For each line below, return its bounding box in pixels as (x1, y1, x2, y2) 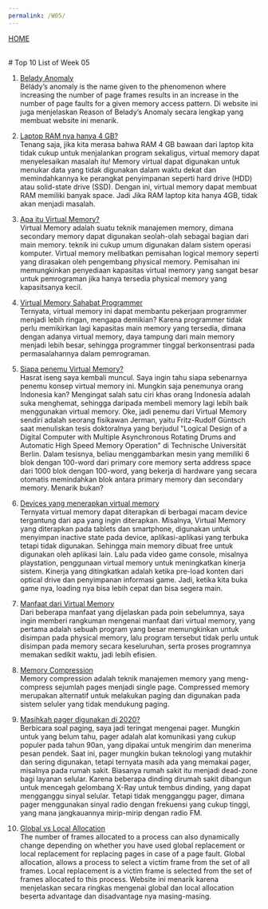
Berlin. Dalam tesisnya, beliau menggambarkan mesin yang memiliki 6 (19, 449, 250, 458)
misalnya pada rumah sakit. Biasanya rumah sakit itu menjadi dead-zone (19, 765, 258, 775)
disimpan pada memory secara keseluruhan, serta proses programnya (19, 641, 251, 651)
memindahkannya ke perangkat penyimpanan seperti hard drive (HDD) (19, 173, 253, 183)
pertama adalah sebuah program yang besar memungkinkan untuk (19, 624, 239, 633)
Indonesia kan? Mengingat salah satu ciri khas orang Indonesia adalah (19, 389, 251, 399)
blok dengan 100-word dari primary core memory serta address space (19, 457, 251, 467)
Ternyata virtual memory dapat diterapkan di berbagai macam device (19, 506, 247, 516)
